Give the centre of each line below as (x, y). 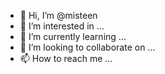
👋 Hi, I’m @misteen (58, 15)
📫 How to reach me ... (66, 58)
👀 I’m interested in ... (62, 26)
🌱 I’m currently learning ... (73, 36)
